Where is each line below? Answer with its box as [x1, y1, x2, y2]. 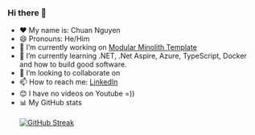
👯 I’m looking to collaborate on [19, 68, 121, 78]
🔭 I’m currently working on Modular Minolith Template [19, 43, 198, 52]
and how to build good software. [19, 59, 127, 69]
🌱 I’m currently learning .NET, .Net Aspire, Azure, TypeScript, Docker [19, 51, 247, 61]
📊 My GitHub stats [19, 98, 82, 108]
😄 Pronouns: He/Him [19, 34, 90, 43]
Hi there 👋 [7, 7, 47, 18]
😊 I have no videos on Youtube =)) [19, 88, 135, 99]
